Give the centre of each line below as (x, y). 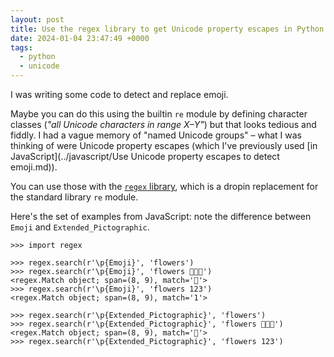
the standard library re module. (74, 197)
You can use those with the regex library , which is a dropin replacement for (164, 186)
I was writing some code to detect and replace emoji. (119, 94)
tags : (21, 47)
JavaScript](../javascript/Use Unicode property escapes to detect (145, 156)
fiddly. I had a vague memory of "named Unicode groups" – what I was (156, 135)
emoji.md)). (34, 167)
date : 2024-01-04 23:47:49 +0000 (80, 38)
